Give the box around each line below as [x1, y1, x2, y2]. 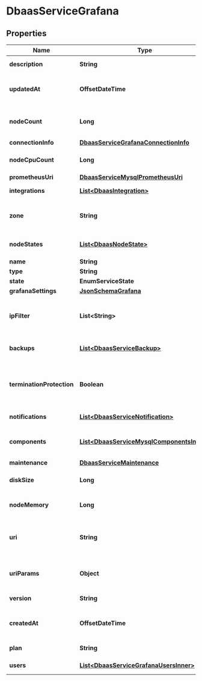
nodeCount [9, 118, 42, 125]
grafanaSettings [9, 287, 57, 295]
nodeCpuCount [9, 155, 54, 164]
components [9, 438, 46, 445]
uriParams [9, 570, 40, 577]
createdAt [9, 619, 39, 627]
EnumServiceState [79, 277, 134, 285]
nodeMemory [9, 501, 49, 509]
